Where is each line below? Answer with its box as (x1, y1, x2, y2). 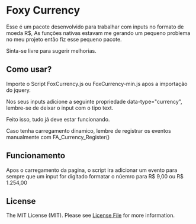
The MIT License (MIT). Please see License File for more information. (6, 212, 175, 219)
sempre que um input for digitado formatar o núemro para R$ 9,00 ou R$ (6, 172, 184, 180)
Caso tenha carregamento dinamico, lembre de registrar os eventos (6, 127, 172, 134)
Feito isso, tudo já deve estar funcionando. (6, 116, 110, 123)
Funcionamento (6, 151, 66, 161)
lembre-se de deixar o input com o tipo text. (6, 104, 114, 111)
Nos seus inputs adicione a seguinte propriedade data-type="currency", (6, 98, 182, 105)
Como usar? (6, 65, 52, 75)
